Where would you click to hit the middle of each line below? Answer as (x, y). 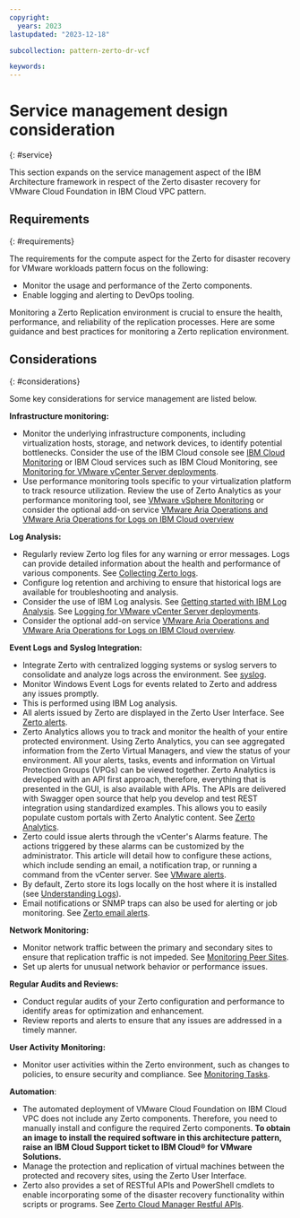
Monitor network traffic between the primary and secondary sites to (147, 947)
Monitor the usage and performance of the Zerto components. (137, 285)
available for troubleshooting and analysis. (100, 592)
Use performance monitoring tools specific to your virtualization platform (157, 481)
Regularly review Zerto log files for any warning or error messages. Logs (156, 553)
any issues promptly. (60, 693)
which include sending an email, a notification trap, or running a (140, 865)
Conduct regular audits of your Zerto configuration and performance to (153, 1001)
